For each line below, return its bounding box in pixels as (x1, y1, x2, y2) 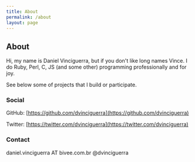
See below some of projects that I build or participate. (6, 81, 137, 89)
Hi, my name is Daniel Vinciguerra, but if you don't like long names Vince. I (6, 57, 188, 64)
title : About (6, 8, 38, 15)
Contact (6, 135, 30, 144)
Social (6, 96, 25, 104)
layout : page (6, 20, 38, 25)
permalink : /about (6, 14, 51, 20)
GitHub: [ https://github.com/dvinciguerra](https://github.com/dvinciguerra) (6, 109, 189, 116)
